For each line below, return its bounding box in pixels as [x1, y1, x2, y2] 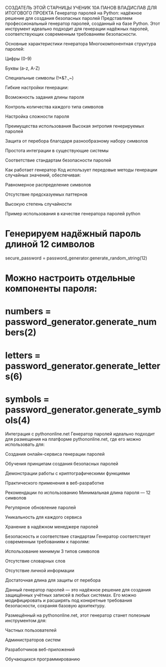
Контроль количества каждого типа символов [5, 104, 104, 109]
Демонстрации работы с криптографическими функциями [5, 470, 130, 477]
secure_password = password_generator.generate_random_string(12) [5, 255, 148, 261]
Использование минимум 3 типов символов [5, 548, 100, 554]
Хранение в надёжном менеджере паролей [5, 524, 98, 530]
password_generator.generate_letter [5, 360, 161, 371]
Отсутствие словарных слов [5, 558, 66, 564]
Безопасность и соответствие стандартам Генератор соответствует [5, 533, 151, 539]
